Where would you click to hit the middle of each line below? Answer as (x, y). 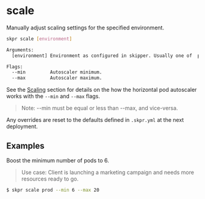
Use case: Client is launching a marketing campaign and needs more (107, 172)
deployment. (22, 127)
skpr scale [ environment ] (39, 39)
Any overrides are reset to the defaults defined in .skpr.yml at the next (95, 120)
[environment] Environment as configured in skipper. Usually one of (102, 56)
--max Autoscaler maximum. (57, 78)
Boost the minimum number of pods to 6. (58, 160)
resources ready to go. (50, 179)
